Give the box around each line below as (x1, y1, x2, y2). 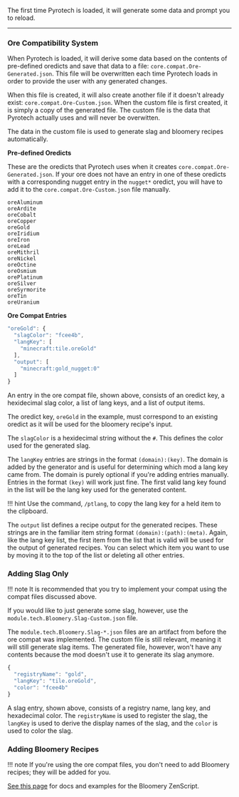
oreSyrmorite (7, 287, 46, 294)
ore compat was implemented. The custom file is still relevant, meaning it (7, 635, 222, 644)
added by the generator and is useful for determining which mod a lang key (7, 463, 228, 471)
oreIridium (7, 230, 40, 237)
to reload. (7, 14, 36, 22)
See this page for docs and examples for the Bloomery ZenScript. (7, 782, 200, 791)
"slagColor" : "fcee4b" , (14, 331, 84, 339)
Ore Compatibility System (7, 38, 98, 48)
